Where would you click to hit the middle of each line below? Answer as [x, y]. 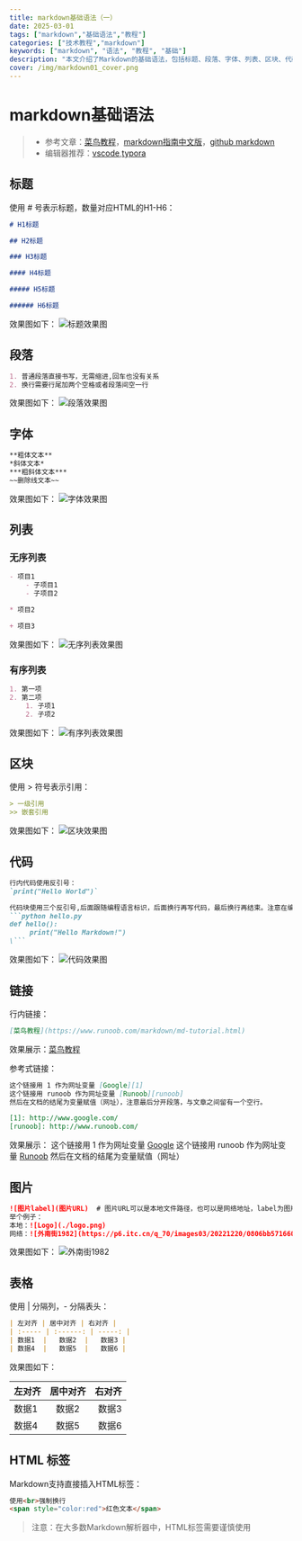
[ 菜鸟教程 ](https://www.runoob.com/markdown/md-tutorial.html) [127, 1031]
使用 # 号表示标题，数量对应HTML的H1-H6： [92, 207]
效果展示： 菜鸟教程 [45, 1049]
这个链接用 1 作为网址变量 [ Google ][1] [76, 1085]
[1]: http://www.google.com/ [64, 1118]
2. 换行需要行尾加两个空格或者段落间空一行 [79, 385]
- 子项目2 [42, 594]
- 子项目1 [42, 586]
